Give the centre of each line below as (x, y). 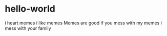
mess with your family (28, 28)
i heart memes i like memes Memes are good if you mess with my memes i (83, 23)
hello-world (30, 9)
